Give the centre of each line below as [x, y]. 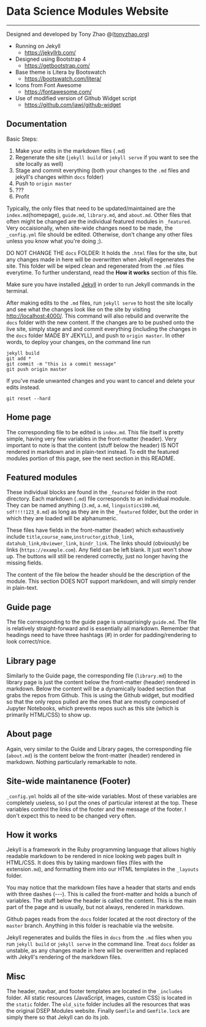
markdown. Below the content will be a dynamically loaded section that [96, 689]
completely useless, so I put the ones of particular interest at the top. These [102, 802]
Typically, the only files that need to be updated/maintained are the [91, 208]
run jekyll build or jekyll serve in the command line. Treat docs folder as [101, 944]
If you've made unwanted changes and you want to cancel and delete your [101, 381]
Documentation [37, 124]
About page [29, 734]
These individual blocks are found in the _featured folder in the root [92, 492]
